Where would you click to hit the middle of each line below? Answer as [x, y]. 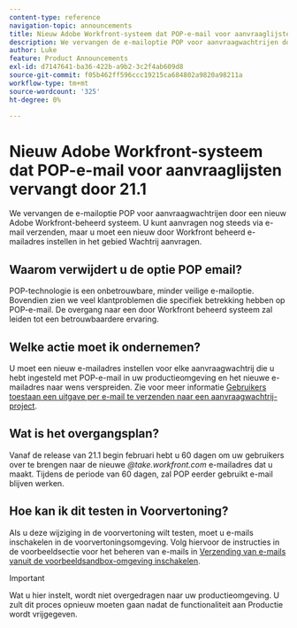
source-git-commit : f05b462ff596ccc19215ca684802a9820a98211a [126, 75]
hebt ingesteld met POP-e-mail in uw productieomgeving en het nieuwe [139, 377]
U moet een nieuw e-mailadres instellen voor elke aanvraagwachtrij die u [142, 368]
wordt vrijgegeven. [43, 614]
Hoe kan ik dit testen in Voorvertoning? [119, 512]
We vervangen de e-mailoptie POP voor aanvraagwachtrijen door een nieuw [148, 213]
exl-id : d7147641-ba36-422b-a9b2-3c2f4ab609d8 [96, 67]
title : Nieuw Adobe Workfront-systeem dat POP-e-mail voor [120, 34]
